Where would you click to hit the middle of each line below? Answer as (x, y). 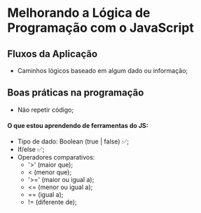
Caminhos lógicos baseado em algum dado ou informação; (103, 71)
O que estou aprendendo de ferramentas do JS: (78, 126)
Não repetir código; (46, 110)
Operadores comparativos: (56, 157)
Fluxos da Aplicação (53, 54)
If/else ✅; (31, 150)
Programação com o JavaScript (100, 28)
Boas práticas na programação (76, 93)
